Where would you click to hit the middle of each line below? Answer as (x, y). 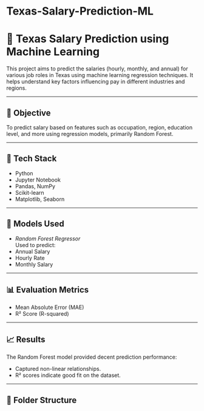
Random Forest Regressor (48, 239)
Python (24, 173)
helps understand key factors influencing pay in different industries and (96, 82)
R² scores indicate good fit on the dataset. (68, 375)
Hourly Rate (30, 258)
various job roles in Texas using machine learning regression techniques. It (100, 75)
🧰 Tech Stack (32, 159)
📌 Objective (29, 113)
